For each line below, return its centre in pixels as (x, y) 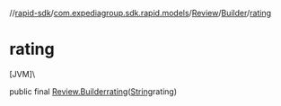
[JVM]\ (22, 74)
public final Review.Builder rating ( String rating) (93, 91)
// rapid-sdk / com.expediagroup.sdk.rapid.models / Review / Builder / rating (140, 13)
